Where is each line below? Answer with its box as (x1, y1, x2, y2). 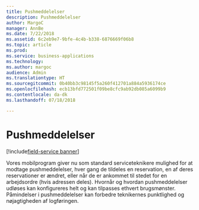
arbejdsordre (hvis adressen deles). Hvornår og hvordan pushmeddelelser (6, 178, 188, 185)
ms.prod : (6, 48, 28, 54)
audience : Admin (6, 70, 46, 76)
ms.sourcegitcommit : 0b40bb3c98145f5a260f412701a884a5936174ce (6, 81, 166, 87)
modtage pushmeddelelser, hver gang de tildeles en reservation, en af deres (6, 165, 194, 173)
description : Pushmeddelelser (6, 14, 81, 20)
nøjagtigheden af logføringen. (6, 197, 79, 204)
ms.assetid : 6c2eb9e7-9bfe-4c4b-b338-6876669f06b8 (6, 36, 134, 42)
